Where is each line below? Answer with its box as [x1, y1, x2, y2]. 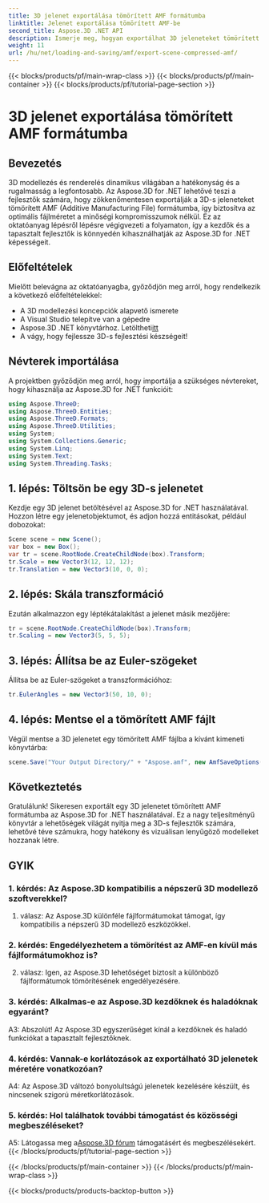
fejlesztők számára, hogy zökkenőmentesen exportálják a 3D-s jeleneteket [8, 195, 255, 204]
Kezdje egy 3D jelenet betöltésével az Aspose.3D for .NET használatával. [8, 503, 249, 513]
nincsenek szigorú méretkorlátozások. [8, 1090, 134, 1100]
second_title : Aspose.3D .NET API [8, 26, 124, 34]
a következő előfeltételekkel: [8, 290, 102, 300]
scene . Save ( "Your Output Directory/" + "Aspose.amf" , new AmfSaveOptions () [8, 758, 267, 766]
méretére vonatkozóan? [8, 1063, 103, 1074]
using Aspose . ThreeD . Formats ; [8, 414, 110, 423]
